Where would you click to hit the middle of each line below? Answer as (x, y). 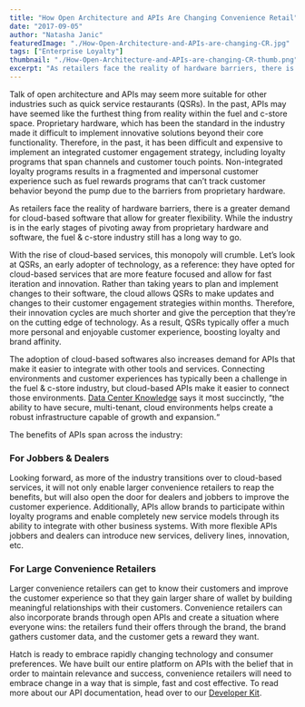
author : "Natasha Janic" (56, 34)
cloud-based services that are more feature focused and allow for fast (141, 274)
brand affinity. (35, 341)
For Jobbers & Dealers (59, 457)
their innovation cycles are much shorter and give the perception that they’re (152, 312)
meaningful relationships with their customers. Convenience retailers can (146, 608)
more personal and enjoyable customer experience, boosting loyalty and (145, 331)
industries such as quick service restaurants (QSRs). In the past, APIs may (148, 103)
